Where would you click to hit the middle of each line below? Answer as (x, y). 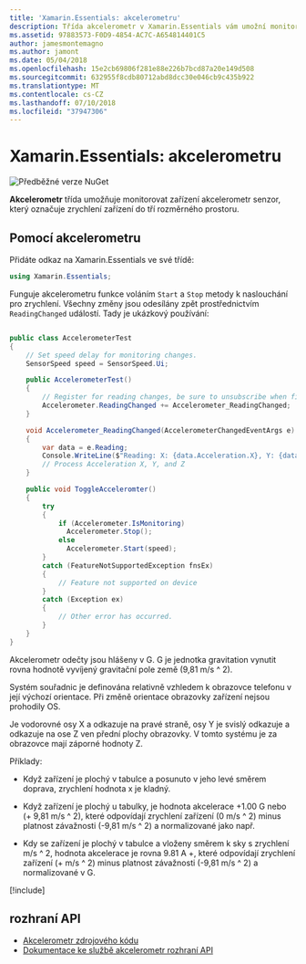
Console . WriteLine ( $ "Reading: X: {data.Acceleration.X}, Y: (158, 456)
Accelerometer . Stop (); (110, 532)
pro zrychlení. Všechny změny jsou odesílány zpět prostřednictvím (134, 303)
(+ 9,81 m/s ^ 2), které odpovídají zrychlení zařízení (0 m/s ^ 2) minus (152, 816)
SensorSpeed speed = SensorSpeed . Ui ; (97, 363)
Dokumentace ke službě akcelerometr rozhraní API (118, 950)
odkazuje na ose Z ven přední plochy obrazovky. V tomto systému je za (143, 733)
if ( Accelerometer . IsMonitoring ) (121, 523)
